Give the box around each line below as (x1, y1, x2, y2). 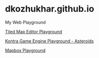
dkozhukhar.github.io (5, 3, 94, 14)
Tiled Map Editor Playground (5, 29, 62, 34)
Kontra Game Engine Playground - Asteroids (5, 38, 94, 44)
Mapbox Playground (5, 47, 46, 53)
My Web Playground (5, 19, 46, 25)
